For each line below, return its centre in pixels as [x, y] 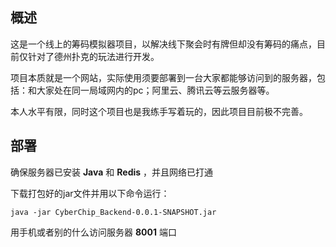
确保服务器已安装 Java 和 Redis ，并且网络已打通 [112, 172]
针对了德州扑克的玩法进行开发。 [93, 56]
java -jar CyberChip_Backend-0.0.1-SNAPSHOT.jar [113, 212]
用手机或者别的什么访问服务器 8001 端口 [93, 232]
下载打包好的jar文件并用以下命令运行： [90, 193]
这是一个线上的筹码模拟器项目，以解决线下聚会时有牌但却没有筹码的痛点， [163, 44]
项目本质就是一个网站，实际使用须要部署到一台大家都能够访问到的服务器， [163, 77]
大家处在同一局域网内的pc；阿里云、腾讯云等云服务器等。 [155, 90]
